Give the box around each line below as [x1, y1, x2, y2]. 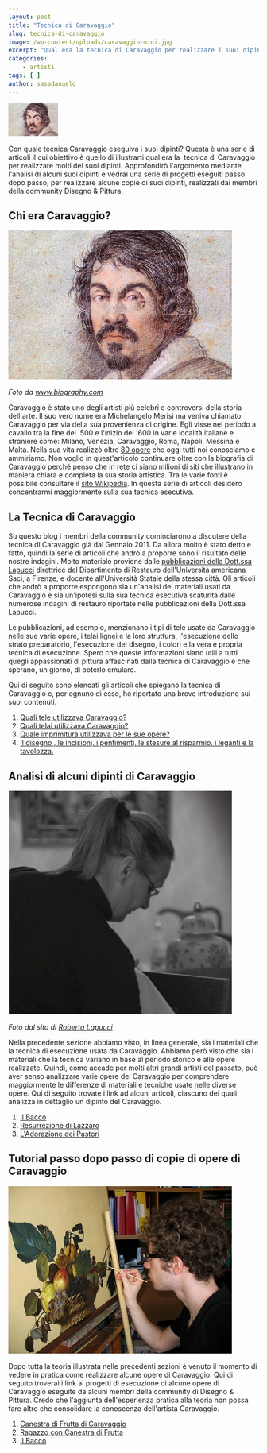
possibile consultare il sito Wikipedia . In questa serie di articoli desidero [8, 479, 242, 489]
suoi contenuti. [8, 698, 57, 707]
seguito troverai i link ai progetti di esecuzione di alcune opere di [8, 1378, 220, 1388]
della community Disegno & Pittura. [8, 186, 123, 195]
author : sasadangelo [8, 79, 77, 87]
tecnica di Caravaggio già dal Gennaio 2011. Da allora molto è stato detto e [8, 540, 252, 550]
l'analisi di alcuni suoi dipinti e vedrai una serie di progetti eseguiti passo [8, 169, 246, 179]
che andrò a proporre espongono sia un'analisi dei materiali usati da [8, 582, 231, 592]
